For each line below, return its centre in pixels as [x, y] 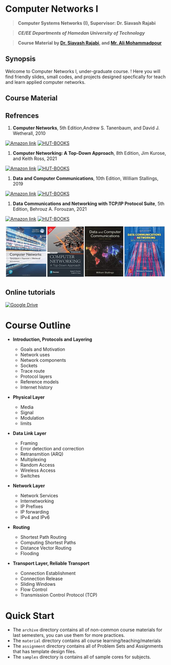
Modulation [32, 418]
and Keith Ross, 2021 [35, 158]
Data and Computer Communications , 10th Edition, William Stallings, [86, 178]
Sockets [29, 365]
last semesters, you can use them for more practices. [69, 635]
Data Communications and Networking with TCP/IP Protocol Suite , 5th [89, 203]
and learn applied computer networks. [45, 82]
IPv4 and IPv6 [35, 517]
